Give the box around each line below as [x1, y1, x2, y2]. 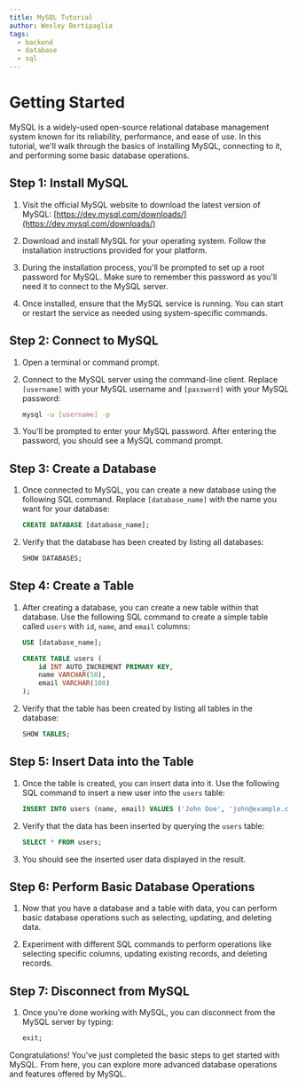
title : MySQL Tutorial [9, 12, 93, 22]
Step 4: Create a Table [9, 579, 135, 594]
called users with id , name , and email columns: [21, 620, 191, 631]
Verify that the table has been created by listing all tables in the [21, 703, 253, 714]
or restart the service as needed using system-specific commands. [21, 307, 268, 318]
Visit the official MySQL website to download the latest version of [21, 199, 261, 209]
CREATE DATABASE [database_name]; [21, 521, 150, 530]
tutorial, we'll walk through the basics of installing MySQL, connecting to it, [9, 140, 282, 151]
